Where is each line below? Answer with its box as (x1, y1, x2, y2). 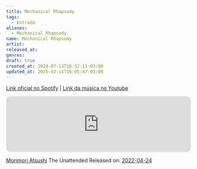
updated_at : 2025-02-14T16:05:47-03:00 (6, 69, 104, 75)
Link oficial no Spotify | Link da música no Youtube (6, 84, 128, 92)
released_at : (6, 47, 38, 53)
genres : (6, 52, 25, 58)
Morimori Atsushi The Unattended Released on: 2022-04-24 (6, 157, 152, 164)
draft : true (6, 58, 35, 63)
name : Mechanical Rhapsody (6, 36, 72, 42)
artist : (6, 42, 25, 48)
